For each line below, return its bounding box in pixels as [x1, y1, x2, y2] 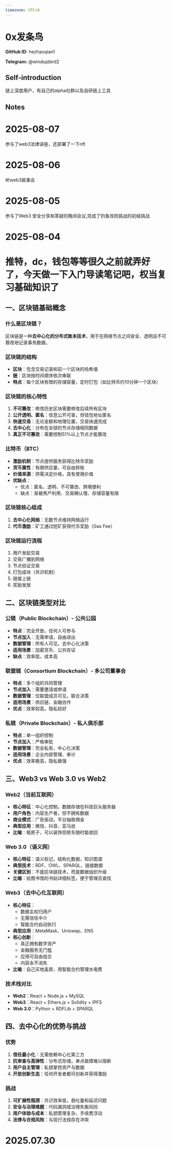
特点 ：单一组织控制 [12, 732, 54, 739]
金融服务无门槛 [20, 947, 52, 953]
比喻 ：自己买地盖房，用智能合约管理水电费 [12, 966, 103, 972]
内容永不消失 [20, 960, 47, 966]
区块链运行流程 [5, 537, 42, 544]
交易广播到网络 [12, 556, 44, 562]
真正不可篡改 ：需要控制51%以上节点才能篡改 [12, 431, 107, 438]
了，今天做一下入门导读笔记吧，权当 [5, 269, 158, 280]
